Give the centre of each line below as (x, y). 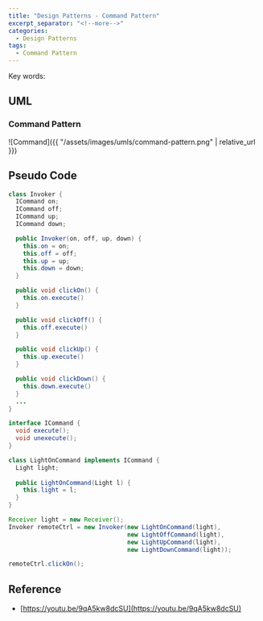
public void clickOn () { (57, 290)
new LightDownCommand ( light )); (179, 549)
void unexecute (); (47, 438)
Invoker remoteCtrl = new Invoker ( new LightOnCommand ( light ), (115, 527)
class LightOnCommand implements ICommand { (84, 460)
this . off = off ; (50, 253)
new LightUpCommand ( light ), (174, 542)
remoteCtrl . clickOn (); (46, 564)
